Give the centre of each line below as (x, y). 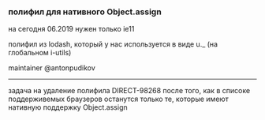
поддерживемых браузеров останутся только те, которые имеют (118, 99)
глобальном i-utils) (40, 53)
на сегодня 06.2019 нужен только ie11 (71, 29)
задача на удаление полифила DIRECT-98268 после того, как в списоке (129, 91)
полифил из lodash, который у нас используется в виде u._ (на (113, 44)
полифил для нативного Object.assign (85, 12)
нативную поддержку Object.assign (68, 107)
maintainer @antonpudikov (52, 68)
